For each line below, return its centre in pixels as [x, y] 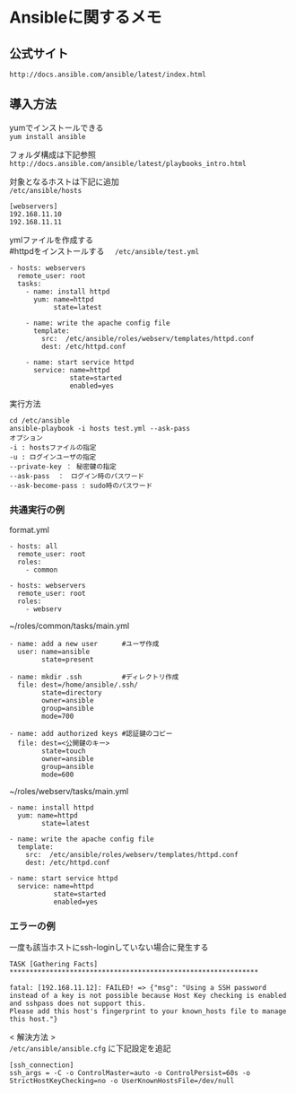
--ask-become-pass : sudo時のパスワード [81, 486]
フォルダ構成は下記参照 [52, 154]
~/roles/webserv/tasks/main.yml [69, 792]
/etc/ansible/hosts [46, 190]
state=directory [72, 693]
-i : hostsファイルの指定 [53, 447]
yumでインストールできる [57, 127]
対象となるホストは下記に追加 [64, 181]
